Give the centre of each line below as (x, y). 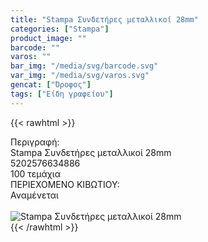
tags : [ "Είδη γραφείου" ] (62, 94)
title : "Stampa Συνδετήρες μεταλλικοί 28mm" (104, 19)
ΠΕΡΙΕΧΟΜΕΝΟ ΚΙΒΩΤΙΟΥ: (65, 184)
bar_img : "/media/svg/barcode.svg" (84, 66)
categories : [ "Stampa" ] (60, 29)
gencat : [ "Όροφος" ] (51, 85)
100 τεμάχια (35, 173)
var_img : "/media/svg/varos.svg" (80, 76)
